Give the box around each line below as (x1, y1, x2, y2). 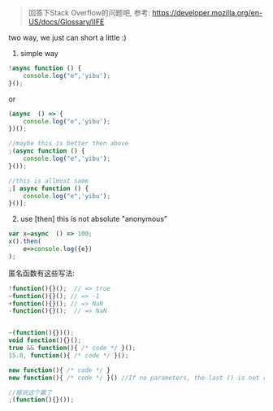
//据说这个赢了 (8, 388, 53, 396)
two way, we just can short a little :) (8, 32, 128, 42)
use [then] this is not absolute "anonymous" (19, 214, 168, 224)
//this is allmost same (8, 176, 89, 185)
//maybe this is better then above (8, 140, 129, 148)
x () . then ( (8, 237, 42, 246)
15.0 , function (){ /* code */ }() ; (8, 351, 129, 360)
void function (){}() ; (8, 336, 82, 344)
